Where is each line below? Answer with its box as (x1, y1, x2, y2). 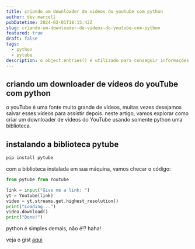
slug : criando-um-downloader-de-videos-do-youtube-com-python (6, 25, 161, 31)
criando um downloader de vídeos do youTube (6, 79, 179, 89)
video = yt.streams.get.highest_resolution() (6, 198, 119, 204)
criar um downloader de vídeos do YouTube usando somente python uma (6, 116, 183, 123)
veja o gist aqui (6, 236, 43, 243)
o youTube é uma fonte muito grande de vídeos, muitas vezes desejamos (6, 103, 182, 111)
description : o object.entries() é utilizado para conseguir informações (6, 57, 190, 63)
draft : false (6, 36, 38, 41)
